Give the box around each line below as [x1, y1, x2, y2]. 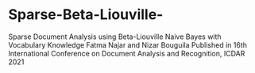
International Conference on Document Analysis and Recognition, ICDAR [8, 48, 245, 58]
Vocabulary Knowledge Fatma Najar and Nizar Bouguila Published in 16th [8, 40, 248, 49]
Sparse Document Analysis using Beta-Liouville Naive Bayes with [8, 32, 222, 41]
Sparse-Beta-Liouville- [8, 6, 164, 24]
